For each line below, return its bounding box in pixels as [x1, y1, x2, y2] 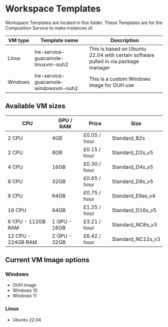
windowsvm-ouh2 [34, 85, 78, 92]
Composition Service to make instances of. [5, 25, 93, 31]
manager [89, 64, 110, 71]
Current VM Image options [5, 256, 90, 264]
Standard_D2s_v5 [111, 149, 153, 156]
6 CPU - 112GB [7, 218, 46, 225]
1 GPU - [51, 218, 72, 225]
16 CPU [7, 207, 26, 214]
